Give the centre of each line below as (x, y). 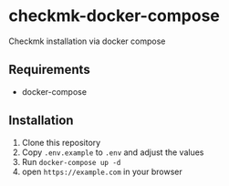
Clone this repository (61, 142)
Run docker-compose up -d (71, 161)
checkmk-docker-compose (114, 16)
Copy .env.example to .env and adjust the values (113, 152)
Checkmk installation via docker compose (87, 41)
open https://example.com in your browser (102, 171)
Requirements (49, 70)
